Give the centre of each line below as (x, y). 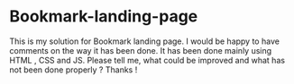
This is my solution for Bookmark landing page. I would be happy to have (144, 41)
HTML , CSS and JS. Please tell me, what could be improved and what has (147, 60)
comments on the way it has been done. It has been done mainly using (141, 50)
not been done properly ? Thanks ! (73, 70)
